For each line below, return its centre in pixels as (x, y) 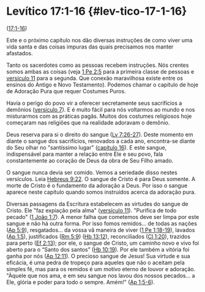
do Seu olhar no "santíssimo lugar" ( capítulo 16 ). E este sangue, (87, 147)
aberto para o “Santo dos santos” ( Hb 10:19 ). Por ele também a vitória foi (98, 249)
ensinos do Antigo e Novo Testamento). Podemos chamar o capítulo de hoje (102, 85)
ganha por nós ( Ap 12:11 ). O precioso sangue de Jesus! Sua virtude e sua (99, 256)
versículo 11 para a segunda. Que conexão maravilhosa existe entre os (95, 78)
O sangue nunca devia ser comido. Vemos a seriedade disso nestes (92, 172)
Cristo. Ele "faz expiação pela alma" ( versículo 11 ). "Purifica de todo (91, 210)
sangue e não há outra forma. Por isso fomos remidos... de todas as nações (102, 223)
